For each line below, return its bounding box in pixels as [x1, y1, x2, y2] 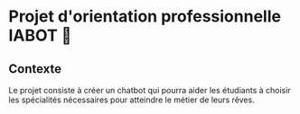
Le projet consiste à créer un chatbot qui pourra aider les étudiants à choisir [8, 85, 291, 95]
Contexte [8, 61, 62, 76]
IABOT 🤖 [8, 25, 72, 46]
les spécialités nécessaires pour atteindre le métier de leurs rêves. [8, 94, 255, 105]
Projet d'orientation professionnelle [8, 6, 282, 27]
